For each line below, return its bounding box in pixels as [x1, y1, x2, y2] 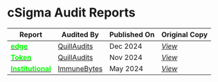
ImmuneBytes [57, 63, 103, 73]
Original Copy [161, 30, 208, 39]
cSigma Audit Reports [7, 5, 136, 21]
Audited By [61, 30, 99, 39]
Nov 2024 [109, 52, 143, 62]
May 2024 [109, 63, 144, 73]
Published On [109, 30, 155, 39]
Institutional [10, 63, 52, 73]
